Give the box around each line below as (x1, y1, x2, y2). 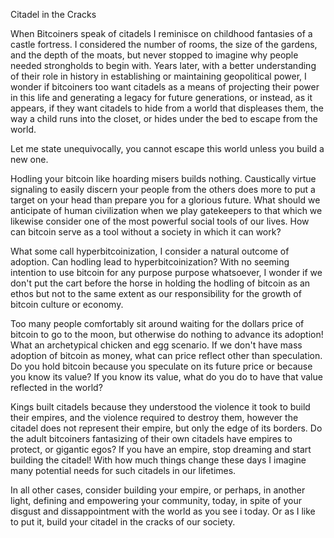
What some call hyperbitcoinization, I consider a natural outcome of (10, 245, 290, 257)
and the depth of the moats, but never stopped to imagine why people (10, 49, 299, 61)
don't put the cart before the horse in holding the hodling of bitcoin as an (10, 277, 311, 289)
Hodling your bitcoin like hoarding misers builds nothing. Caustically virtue (10, 173, 317, 184)
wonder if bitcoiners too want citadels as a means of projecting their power (10, 81, 320, 93)
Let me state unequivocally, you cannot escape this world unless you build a (10, 143, 325, 154)
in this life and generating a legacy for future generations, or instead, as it (10, 92, 313, 103)
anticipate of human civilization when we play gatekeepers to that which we (10, 205, 323, 216)
